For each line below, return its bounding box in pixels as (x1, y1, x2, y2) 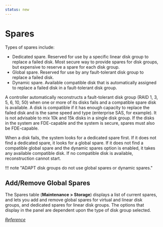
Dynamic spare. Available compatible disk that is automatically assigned (12, 79, 157, 85)
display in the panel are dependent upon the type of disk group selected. (5, 208, 151, 213)
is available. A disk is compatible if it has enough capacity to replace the (5, 104, 150, 110)
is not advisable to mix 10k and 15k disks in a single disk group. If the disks (5, 115, 155, 121)
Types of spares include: (5, 44, 55, 50)
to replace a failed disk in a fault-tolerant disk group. (12, 85, 117, 91)
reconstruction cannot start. (5, 155, 61, 161)
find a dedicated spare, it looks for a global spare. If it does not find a (5, 140, 144, 146)
